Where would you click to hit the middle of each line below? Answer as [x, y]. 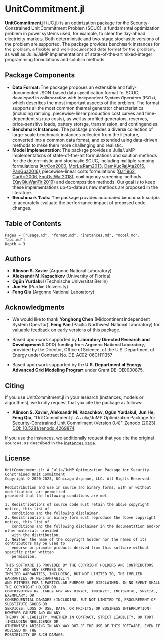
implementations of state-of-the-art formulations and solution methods [84, 155]
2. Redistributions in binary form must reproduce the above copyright [80, 518]
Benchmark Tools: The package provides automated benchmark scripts [86, 197]
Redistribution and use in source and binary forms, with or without [78, 487]
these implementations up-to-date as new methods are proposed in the [85, 187]
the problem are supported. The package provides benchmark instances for [82, 44]
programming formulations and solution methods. [56, 59]
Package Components [40, 75]
